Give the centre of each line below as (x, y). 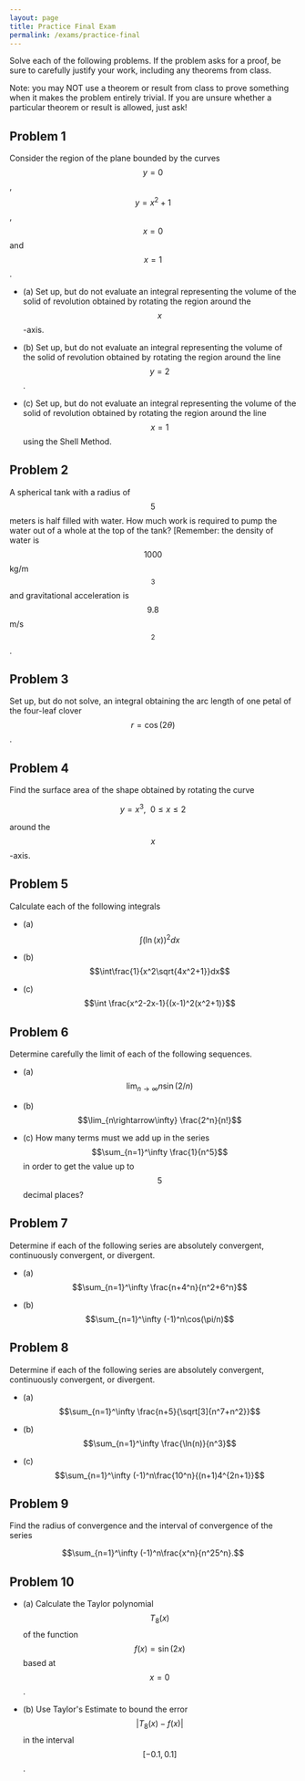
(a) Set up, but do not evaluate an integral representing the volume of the (159, 291)
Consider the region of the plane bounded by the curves (115, 158)
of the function (51, 1635)
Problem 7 (39, 1224)
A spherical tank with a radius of (70, 492)
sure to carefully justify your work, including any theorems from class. (141, 70)
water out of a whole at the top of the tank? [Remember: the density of (142, 530)
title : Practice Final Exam (63, 26)
